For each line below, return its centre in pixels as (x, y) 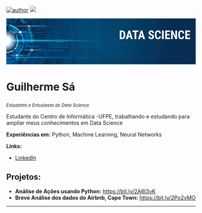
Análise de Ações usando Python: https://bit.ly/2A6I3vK (85, 191)
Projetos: (23, 177)
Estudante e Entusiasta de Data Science (48, 105)
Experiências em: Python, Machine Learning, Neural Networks (84, 135)
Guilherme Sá (41, 87)
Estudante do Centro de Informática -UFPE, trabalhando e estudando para (98, 117)
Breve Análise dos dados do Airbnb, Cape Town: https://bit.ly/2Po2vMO (105, 198)
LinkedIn (26, 158)
